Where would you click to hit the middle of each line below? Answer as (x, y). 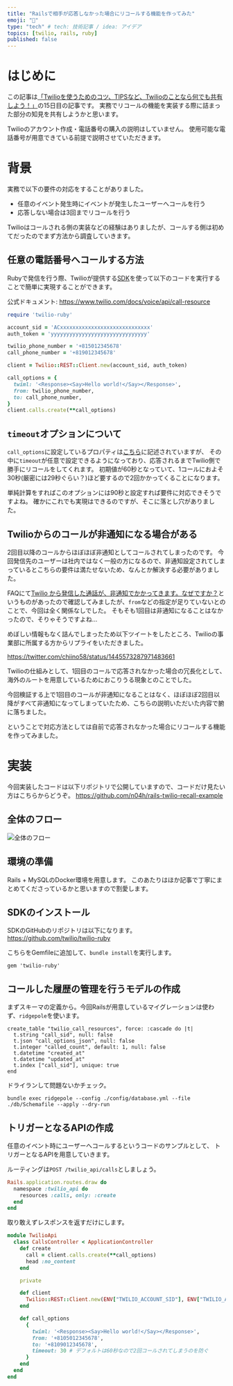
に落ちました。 (28, 711)
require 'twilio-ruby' (40, 315)
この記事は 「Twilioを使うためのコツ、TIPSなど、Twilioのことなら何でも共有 (115, 97)
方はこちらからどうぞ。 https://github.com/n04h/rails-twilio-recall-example (115, 795)
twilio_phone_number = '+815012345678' (65, 346)
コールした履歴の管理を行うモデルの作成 (94, 989)
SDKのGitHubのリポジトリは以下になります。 (72, 931)
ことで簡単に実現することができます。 (62, 287)
